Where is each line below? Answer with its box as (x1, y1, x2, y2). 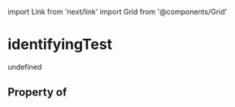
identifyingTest (7, 36, 113, 53)
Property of (7, 85, 67, 100)
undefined (7, 62, 42, 71)
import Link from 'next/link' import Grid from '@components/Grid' (7, 7, 228, 16)
